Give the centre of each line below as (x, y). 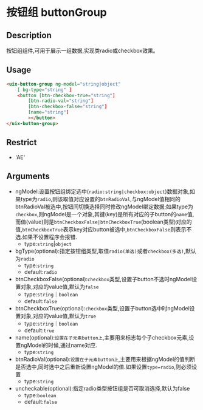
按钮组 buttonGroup (57, 12)
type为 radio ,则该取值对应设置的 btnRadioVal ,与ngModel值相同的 (100, 199)
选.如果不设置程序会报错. (46, 237)
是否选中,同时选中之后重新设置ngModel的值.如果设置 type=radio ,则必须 (103, 367)
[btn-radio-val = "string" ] (61, 101)
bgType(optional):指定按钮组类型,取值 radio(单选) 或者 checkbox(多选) (99, 251)
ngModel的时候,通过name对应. (59, 345)
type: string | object (48, 244)
